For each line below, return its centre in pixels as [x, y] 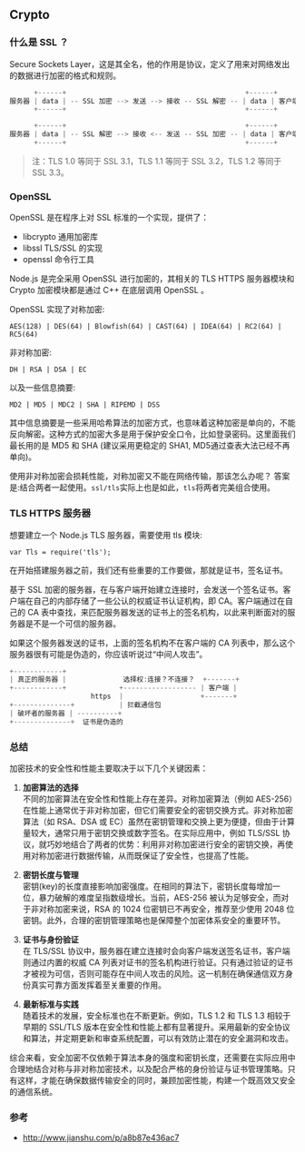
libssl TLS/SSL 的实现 [63, 248]
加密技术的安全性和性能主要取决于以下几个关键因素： [109, 768]
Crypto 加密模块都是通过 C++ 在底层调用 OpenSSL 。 [109, 290]
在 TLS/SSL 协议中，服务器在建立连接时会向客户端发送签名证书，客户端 [156, 950]
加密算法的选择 [50, 787]
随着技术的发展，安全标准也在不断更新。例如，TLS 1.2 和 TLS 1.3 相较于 [157, 1015]
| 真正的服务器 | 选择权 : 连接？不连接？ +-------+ [125, 680]
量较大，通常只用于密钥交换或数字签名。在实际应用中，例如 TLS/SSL [151, 832]
